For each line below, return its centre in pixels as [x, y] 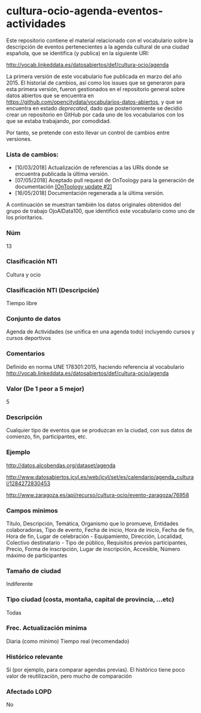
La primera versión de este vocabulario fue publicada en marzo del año [94, 76]
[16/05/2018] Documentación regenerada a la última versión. [89, 193]
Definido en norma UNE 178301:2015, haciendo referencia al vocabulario [95, 366]
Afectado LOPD [29, 692]
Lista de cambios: [32, 154]
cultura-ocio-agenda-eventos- [85, 11]
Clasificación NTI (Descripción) [53, 290]
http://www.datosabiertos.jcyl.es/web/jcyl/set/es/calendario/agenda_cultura [100, 477]
